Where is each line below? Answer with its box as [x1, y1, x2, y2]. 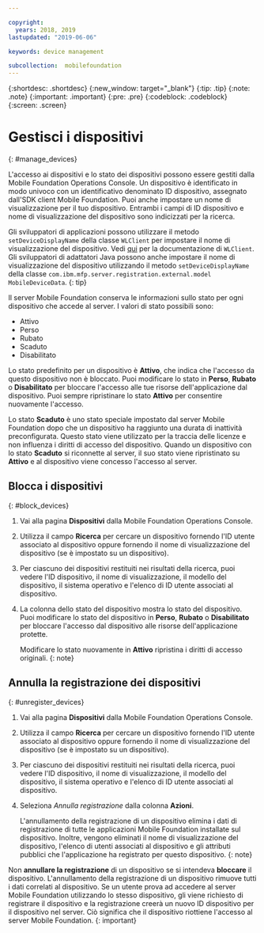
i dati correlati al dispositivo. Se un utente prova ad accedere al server [8, 882, 236, 891]
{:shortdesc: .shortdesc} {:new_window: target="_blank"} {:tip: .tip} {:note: [8, 84, 251, 93]
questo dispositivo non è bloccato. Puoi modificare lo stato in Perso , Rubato [8, 374, 257, 384]
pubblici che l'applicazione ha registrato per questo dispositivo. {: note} [19, 849, 253, 859]
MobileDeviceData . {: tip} [8, 278, 87, 288]
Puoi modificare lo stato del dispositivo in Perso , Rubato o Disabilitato [19, 612, 250, 622]
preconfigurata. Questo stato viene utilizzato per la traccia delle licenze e [8, 432, 247, 441]
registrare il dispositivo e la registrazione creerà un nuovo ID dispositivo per [8, 898, 255, 908]
